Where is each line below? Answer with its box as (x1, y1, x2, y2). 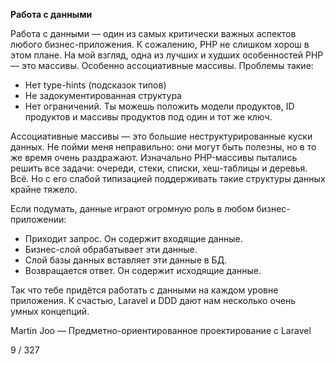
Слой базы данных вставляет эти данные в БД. (24, 254, 228, 266)
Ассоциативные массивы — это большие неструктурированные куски (10, 130, 313, 142)
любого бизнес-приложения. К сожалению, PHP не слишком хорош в (10, 39, 310, 50)
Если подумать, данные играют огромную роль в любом (10, 203, 255, 214)
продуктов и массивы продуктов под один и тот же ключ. (24, 111, 273, 123)
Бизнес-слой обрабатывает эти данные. (24, 244, 198, 255)
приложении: (10, 214, 67, 225)
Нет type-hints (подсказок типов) (24, 79, 167, 91)
